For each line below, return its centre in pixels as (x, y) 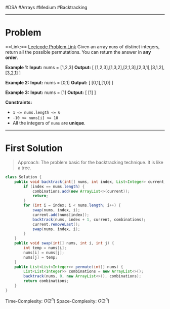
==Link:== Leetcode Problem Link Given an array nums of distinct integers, (82, 47)
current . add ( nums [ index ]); (61, 215)
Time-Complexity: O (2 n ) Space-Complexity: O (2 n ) (57, 300)
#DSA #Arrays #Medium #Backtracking (46, 7)
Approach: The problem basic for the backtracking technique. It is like (90, 162)
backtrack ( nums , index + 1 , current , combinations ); (89, 220)
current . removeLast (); (56, 224)
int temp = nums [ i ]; (45, 248)
